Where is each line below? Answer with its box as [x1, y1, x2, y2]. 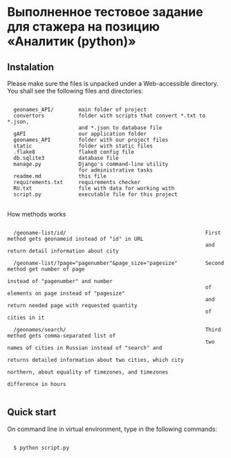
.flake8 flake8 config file [13, 149, 135, 156]
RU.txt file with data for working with [13, 185, 175, 192]
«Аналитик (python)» [7, 34, 136, 49]
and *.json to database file [78, 125, 163, 131]
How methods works [7, 210, 66, 218]
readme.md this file [13, 173, 107, 180]
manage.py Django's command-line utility [13, 161, 169, 167]
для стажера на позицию [7, 19, 160, 35]
